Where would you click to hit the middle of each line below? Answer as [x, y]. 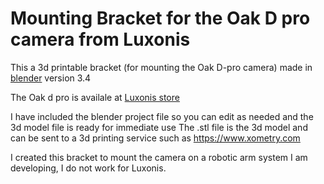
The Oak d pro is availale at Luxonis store [95, 97]
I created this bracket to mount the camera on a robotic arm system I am [159, 157]
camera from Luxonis [100, 39]
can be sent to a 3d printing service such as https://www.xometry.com [155, 138]
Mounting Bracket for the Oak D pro [160, 18]
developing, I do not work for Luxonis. [88, 168]
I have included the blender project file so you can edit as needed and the [162, 116]
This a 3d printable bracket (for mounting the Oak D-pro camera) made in [161, 67]
